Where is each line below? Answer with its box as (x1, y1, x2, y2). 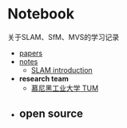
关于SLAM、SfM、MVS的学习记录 (7, 32, 120, 42)
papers (18, 48, 43, 58)
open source (18, 107, 84, 121)
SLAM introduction (30, 65, 93, 74)
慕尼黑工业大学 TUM (30, 83, 99, 93)
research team (18, 74, 69, 83)
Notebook (7, 5, 75, 23)
